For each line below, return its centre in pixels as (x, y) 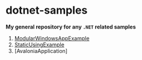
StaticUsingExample (39, 45)
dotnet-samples (47, 10)
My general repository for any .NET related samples (71, 27)
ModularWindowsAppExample (52, 38)
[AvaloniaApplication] (41, 50)
